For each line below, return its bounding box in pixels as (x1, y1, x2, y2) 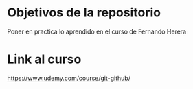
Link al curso (7, 51, 82, 67)
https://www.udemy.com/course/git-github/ (7, 74, 130, 82)
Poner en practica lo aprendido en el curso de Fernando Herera (7, 27, 187, 36)
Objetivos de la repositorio (7, 5, 161, 21)
